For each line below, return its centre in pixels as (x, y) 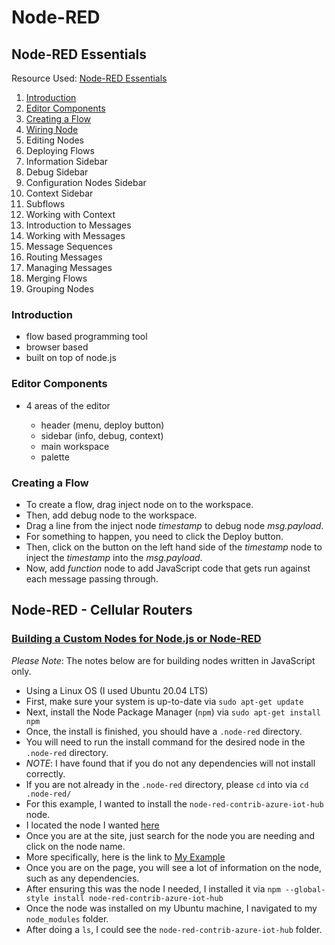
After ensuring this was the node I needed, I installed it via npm (153, 888)
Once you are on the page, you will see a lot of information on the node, (173, 867)
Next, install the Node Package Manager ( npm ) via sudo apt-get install (173, 712)
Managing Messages (69, 267)
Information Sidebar (67, 161)
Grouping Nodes (59, 289)
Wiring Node (52, 129)
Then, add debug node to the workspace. (111, 515)
